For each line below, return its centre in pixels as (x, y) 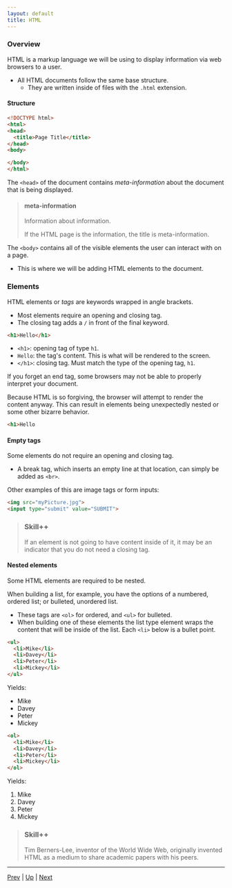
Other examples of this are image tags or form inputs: (83, 490)
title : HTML (24, 20)
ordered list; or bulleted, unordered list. (63, 601)
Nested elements (32, 565)
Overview (24, 44)
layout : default (30, 14)
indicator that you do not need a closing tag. (87, 549)
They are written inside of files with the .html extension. (107, 87)
